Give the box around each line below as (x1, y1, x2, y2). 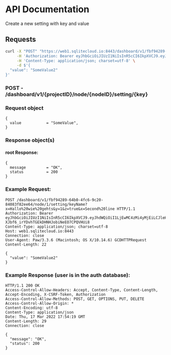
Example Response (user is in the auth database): (5, 271, 130, 279)
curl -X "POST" (5, 48, 38, 54)
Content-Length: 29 (5, 318, 47, 324)
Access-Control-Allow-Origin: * (5, 301, 74, 306)
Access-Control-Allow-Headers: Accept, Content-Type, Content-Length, (5, 287, 158, 292)
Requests (5, 35, 36, 44)
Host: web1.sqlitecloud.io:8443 (5, 228, 74, 234)
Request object (5, 104, 44, 112)
